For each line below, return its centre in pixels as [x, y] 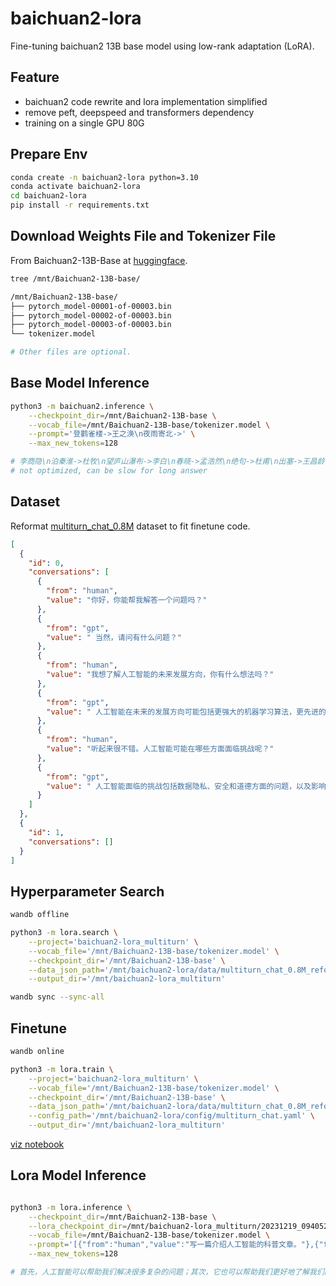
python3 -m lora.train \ [62, 1069]
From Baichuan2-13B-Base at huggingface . [99, 260]
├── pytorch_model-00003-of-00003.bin [91, 325]
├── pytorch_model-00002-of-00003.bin [91, 315]
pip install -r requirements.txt [80, 205]
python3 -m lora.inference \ [71, 1207]
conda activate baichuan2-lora [75, 187]
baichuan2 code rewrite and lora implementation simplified [146, 101]
